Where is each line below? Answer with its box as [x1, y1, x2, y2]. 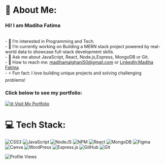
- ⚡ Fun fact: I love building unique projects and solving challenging [5, 70, 142, 76]
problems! [5, 77, 26, 83]
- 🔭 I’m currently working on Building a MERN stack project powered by [5, 44, 150, 50]
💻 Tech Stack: [5, 119, 66, 130]
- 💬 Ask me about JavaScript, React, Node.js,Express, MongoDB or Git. [5, 54, 149, 60]
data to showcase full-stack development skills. [17, 49, 114, 55]
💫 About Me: [5, 4, 57, 16]
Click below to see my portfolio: [5, 90, 83, 97]
